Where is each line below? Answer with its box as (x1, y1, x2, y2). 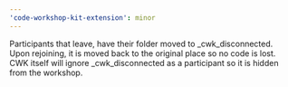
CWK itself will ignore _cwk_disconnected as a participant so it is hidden (9, 57, 279, 68)
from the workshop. (9, 67, 83, 78)
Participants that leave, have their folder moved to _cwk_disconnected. (9, 38, 274, 49)
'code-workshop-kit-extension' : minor (9, 13, 156, 23)
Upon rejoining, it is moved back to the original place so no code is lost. (9, 47, 276, 59)
